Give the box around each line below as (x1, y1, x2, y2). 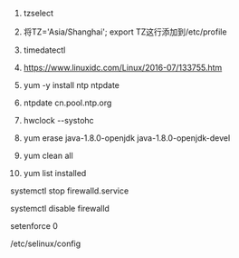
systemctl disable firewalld (10, 203, 110, 213)
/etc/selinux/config (10, 238, 81, 249)
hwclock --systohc (23, 115, 94, 125)
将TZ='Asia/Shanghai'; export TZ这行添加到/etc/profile (23, 26, 227, 37)
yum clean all (23, 150, 73, 161)
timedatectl (23, 45, 66, 55)
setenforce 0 (10, 221, 58, 231)
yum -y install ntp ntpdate (23, 80, 120, 90)
